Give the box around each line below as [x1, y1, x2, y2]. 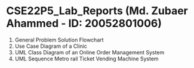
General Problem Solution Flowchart [14, 36, 104, 43]
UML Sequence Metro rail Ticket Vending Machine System [14, 55, 159, 62]
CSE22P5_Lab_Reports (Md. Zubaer [6, 4, 188, 18]
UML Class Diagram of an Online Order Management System [14, 48, 165, 56]
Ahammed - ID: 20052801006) [6, 17, 162, 30]
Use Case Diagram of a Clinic [14, 43, 88, 50]
